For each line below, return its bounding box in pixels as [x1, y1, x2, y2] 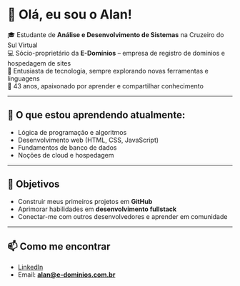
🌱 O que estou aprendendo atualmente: [7, 109, 186, 121]
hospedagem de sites [7, 58, 71, 67]
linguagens [7, 74, 41, 83]
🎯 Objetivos [7, 178, 60, 190]
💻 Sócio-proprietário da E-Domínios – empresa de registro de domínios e [7, 48, 226, 57]
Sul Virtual [7, 41, 38, 49]
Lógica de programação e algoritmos [17, 128, 127, 136]
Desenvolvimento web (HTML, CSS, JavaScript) [17, 136, 159, 144]
